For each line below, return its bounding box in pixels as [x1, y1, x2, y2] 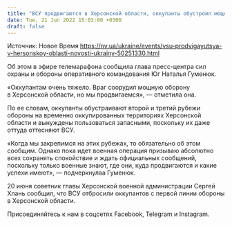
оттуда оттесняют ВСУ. [7, 126, 76, 135]
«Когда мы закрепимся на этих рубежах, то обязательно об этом [7, 139, 201, 148]
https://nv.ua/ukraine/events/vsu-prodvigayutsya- [79, 42, 222, 50]
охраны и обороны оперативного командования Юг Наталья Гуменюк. [7, 70, 217, 78]
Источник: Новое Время [7, 42, 79, 50]
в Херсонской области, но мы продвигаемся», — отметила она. [7, 90, 197, 99]
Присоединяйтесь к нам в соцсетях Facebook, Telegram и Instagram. [7, 210, 210, 218]
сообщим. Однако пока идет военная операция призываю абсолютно [7, 146, 214, 155]
